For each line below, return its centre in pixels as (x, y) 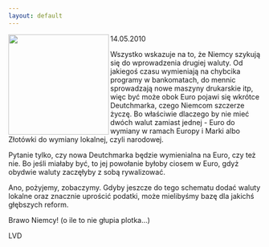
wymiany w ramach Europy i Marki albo (175, 131)
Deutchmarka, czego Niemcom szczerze (177, 105)
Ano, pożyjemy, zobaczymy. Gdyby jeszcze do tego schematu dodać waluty (134, 187)
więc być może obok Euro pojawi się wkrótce (185, 96)
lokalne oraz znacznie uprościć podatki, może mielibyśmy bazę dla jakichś (131, 196)
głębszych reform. (39, 204)
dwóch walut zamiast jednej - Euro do (173, 122)
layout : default (35, 16)
